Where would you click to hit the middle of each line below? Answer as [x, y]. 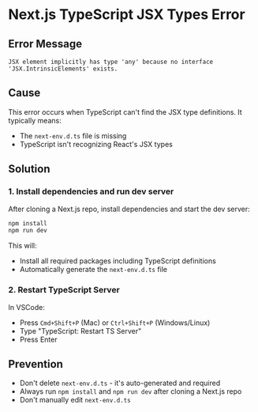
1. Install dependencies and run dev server [91, 191]
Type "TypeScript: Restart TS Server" [80, 331]
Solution [29, 169]
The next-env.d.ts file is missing [73, 135]
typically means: [35, 120]
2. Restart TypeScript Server [64, 290]
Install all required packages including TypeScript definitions [118, 261]
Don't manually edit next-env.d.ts [75, 400]
